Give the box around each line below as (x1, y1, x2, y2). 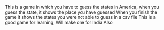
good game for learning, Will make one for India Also (5, 19, 113, 25)
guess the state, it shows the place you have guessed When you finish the (5, 9, 158, 15)
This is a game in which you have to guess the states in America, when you (5, 4, 159, 10)
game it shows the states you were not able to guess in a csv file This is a (5, 15, 156, 20)
